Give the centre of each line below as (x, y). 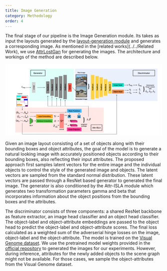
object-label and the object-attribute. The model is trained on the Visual (79, 238)
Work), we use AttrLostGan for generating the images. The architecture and (83, 52)
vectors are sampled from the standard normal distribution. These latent (79, 175)
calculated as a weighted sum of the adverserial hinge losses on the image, (83, 233)
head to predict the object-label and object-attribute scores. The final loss (81, 227)
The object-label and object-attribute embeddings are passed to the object (82, 222)
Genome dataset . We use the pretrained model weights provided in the (78, 243)
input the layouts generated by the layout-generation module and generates (83, 41)
